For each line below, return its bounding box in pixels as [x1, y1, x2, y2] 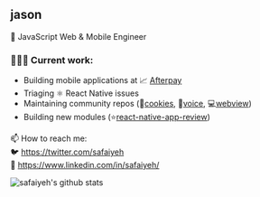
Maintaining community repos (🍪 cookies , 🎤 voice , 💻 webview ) [23, 98, 252, 109]
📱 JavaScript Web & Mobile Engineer [10, 31, 147, 42]
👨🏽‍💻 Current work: [10, 53, 94, 66]
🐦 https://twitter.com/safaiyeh [10, 146, 125, 157]
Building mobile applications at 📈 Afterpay [23, 75, 182, 86]
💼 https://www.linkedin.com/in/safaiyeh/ [10, 160, 160, 171]
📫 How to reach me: [10, 133, 88, 144]
